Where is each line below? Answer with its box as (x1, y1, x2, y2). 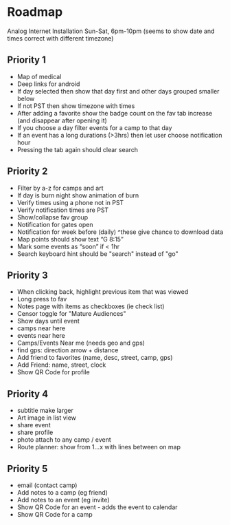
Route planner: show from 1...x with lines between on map (16, 443, 181, 451)
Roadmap (7, 4, 63, 20)
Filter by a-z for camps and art (16, 184, 104, 192)
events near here (16, 332, 65, 340)
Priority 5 (7, 462, 48, 475)
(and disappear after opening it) (16, 116, 108, 125)
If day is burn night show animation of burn (16, 191, 139, 200)
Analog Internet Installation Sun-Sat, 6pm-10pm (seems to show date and (7, 27, 215, 35)
